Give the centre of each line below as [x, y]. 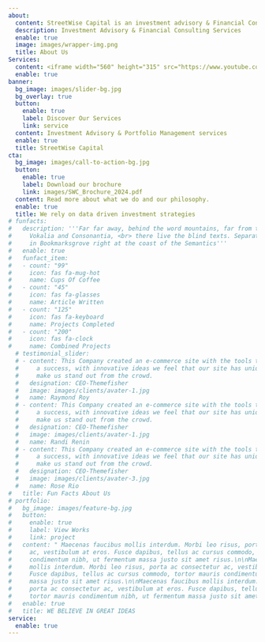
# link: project [42, 538]
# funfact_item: [38, 258]
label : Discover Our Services [72, 119]
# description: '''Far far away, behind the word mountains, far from [130, 229]
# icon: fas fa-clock [50, 339]
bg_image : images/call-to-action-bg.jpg [82, 163]
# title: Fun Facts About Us [60, 493]
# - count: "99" [38, 266]
